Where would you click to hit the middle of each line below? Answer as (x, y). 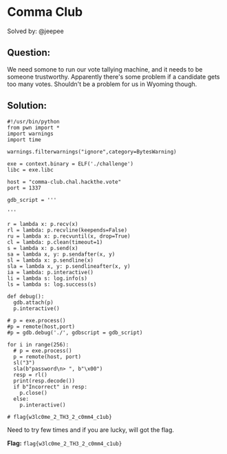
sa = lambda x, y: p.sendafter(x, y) (61, 254)
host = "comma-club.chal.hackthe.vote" (64, 182)
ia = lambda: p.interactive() (51, 272)
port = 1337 (24, 188)
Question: (29, 53)
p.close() (34, 393)
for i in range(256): (38, 344)
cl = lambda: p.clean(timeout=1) (55, 242)
